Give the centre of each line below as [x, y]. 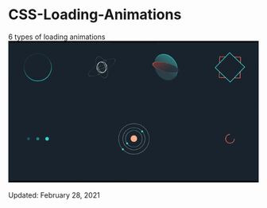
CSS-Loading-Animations [95, 15]
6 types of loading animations [57, 37]
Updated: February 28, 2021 [54, 195]
